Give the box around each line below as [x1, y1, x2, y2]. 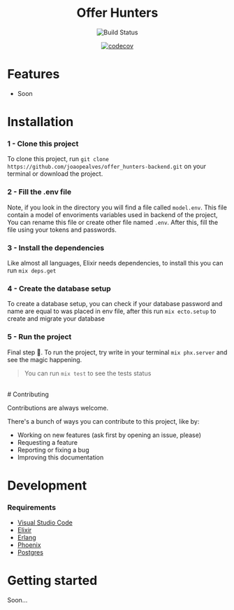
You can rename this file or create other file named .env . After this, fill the [7, 218, 219, 226]
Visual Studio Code [17, 518, 73, 527]
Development [7, 478, 87, 493]
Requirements [7, 502, 57, 512]
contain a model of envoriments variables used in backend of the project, [7, 210, 218, 219]
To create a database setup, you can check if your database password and [7, 300, 223, 308]
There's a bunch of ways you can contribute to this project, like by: [7, 417, 200, 425]
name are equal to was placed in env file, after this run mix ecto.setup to [7, 307, 217, 316]
